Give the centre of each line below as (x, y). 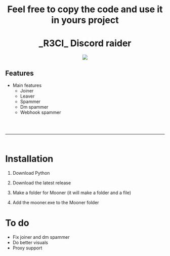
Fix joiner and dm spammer (41, 237)
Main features (27, 85)
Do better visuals (30, 242)
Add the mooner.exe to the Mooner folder (56, 202)
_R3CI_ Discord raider (85, 43)
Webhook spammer (41, 112)
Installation (29, 159)
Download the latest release (42, 183)
